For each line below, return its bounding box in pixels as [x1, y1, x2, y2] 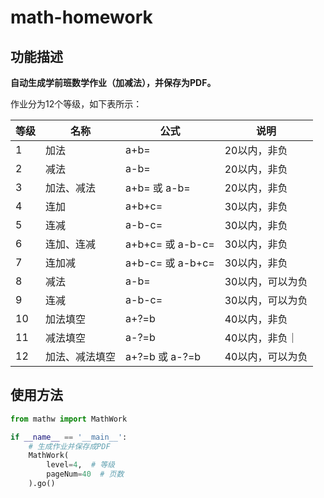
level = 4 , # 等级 [46, 460, 116, 470]
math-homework [10, 6, 153, 29]
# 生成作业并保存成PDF [28, 441, 111, 451]
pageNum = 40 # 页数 [46, 469, 125, 480]
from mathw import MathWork [10, 414, 128, 424]
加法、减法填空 [45, 350, 117, 363]
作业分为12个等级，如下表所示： [10, 98, 143, 110]
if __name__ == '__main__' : [10, 432, 128, 442]
